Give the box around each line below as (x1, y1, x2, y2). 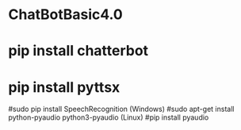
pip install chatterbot (8, 42, 149, 60)
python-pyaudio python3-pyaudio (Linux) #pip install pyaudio (8, 113, 209, 122)
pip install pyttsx (8, 78, 120, 96)
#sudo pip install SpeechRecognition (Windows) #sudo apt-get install (8, 105, 235, 114)
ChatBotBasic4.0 (8, 6, 123, 24)
